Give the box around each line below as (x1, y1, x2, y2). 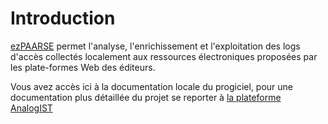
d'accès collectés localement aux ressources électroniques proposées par (10, 50, 318, 62)
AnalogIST (10, 102, 53, 114)
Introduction (10, 7, 116, 30)
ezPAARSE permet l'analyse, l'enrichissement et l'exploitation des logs (10, 40, 301, 52)
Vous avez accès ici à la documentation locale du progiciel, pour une (10, 80, 294, 92)
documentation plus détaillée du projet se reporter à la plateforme (10, 91, 282, 103)
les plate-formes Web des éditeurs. (10, 61, 156, 73)
